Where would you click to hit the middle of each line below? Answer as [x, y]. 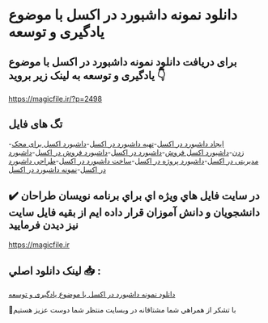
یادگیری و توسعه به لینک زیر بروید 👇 [87, 76]
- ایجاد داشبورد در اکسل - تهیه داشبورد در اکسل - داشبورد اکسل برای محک [116, 144]
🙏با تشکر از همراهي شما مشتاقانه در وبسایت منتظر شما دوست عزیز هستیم [122, 310]
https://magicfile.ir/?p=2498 [55, 99]
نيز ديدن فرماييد [43, 225]
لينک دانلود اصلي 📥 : [55, 271]
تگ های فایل [36, 124]
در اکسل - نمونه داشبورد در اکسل [57, 169]
